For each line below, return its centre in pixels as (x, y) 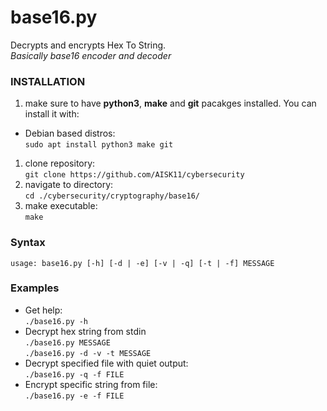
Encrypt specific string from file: (91, 384)
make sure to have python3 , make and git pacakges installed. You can (170, 103)
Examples (35, 288)
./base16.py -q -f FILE (74, 374)
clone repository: (60, 163)
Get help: (43, 310)
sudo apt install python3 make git (99, 145)
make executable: (61, 206)
